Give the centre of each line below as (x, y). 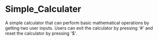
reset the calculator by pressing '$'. (41, 33)
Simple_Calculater (43, 9)
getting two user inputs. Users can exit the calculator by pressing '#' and (79, 28)
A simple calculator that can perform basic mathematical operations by (77, 23)
